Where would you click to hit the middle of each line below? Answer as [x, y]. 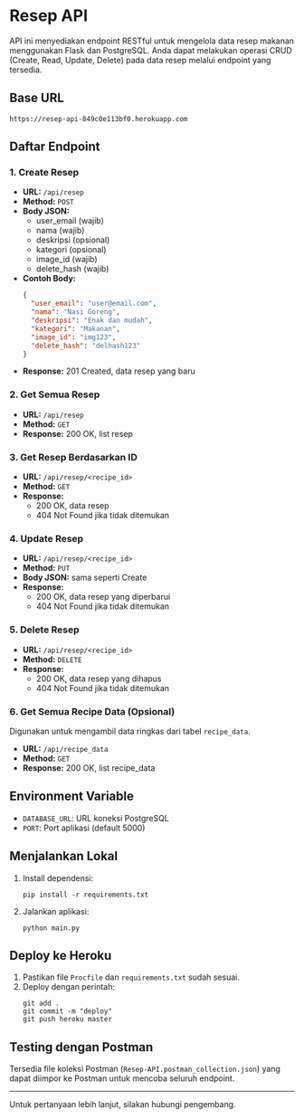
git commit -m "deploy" [67, 1011]
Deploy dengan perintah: [69, 987]
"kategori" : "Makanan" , [76, 328]
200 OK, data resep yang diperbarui [103, 597]
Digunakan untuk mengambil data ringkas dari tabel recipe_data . [130, 731]
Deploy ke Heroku [61, 955]
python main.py [51, 928]
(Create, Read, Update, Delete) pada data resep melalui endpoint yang [140, 60]
